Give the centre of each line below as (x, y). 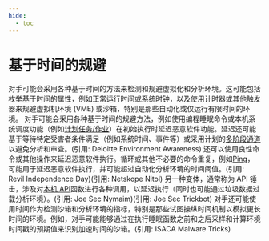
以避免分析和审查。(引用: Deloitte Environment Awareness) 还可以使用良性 (130, 149)
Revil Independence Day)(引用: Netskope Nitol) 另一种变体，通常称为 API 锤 (133, 179)
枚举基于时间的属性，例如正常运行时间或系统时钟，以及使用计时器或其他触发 (134, 99)
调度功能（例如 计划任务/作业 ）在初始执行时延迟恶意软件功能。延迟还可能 (136, 129)
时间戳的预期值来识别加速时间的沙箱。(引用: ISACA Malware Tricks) (120, 229)
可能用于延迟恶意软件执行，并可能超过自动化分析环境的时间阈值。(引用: (126, 169)
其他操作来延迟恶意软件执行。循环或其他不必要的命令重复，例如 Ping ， (138, 159)
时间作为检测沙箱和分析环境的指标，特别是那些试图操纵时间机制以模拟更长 (138, 209)
